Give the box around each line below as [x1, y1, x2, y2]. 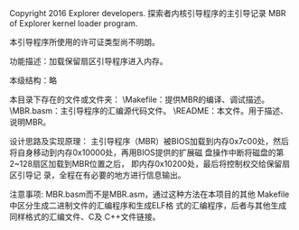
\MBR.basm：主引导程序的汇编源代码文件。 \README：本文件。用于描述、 [9, 106, 289, 115]
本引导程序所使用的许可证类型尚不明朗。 [9, 37, 160, 47]
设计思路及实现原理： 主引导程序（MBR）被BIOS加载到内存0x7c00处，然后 [9, 136, 289, 146]
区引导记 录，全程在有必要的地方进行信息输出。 [9, 170, 186, 180]
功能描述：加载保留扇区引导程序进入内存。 [9, 56, 168, 66]
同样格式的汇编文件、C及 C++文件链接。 [9, 211, 161, 222]
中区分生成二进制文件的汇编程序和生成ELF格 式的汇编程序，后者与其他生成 [9, 200, 287, 210]
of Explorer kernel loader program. [9, 18, 138, 29]
